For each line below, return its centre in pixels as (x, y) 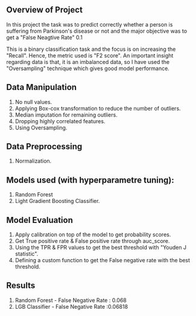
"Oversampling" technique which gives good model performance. (88, 68)
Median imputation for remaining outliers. (66, 115)
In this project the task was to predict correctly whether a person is (90, 24)
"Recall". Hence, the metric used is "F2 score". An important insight (90, 55)
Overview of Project (45, 10)
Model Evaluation (40, 220)
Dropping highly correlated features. (60, 121)
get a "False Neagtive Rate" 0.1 (44, 37)
